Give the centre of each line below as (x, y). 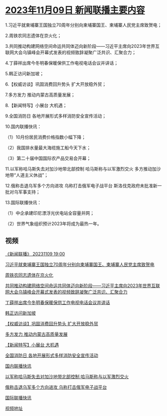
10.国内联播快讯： (23, 126)
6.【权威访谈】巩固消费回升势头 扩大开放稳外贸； (56, 84)
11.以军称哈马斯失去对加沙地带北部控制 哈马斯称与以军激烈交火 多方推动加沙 (83, 169)
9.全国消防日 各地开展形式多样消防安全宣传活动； (56, 116)
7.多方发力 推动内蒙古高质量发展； (40, 95)
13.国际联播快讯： (23, 202)
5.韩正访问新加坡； (24, 73)
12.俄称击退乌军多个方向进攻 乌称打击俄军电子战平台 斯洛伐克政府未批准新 (82, 185)
